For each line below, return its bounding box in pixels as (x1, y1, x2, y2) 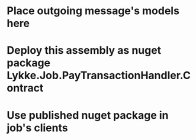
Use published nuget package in (7, 108, 169, 122)
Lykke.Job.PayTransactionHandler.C (7, 69, 191, 82)
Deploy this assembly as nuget (7, 44, 162, 57)
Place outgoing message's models (7, 4, 180, 18)
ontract (7, 82, 44, 95)
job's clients (7, 121, 68, 134)
